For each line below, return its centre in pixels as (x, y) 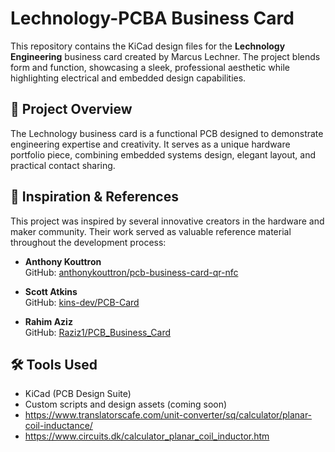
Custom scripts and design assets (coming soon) (126, 404)
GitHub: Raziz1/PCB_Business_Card (97, 332)
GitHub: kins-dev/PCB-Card (82, 302)
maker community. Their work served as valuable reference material (151, 231)
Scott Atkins (51, 291)
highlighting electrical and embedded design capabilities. (128, 78)
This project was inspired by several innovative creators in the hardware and (167, 221)
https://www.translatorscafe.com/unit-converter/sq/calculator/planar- (168, 415)
